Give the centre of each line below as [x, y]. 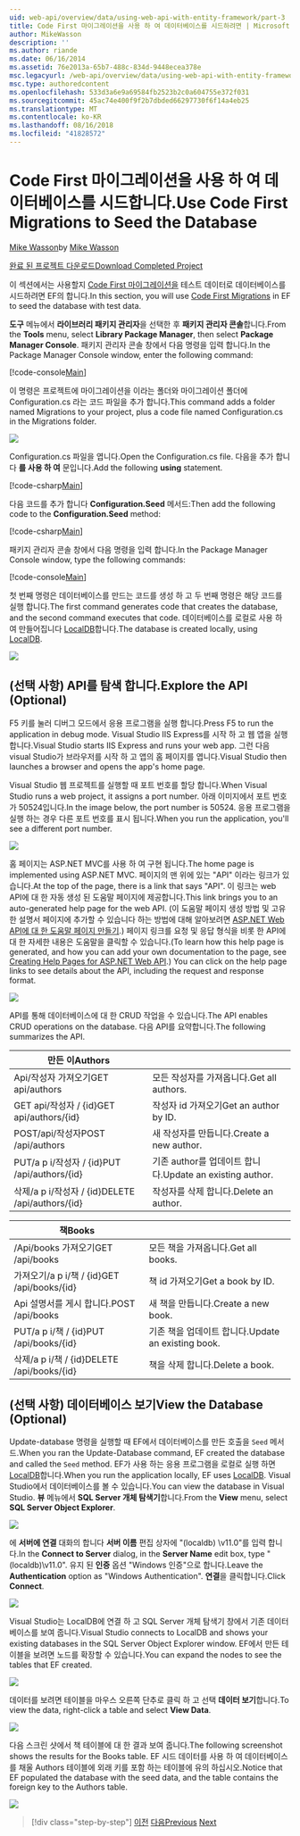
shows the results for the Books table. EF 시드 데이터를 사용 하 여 [126, 1757]
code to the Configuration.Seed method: [85, 513]
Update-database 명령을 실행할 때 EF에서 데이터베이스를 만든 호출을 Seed [138, 1441]
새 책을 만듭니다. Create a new [209, 1303]
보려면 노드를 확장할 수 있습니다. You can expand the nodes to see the [157, 1655]
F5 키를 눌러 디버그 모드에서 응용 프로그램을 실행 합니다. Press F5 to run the [142, 723]
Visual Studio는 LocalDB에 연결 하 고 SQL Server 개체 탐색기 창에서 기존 [137, 1622]
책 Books [77, 1230]
